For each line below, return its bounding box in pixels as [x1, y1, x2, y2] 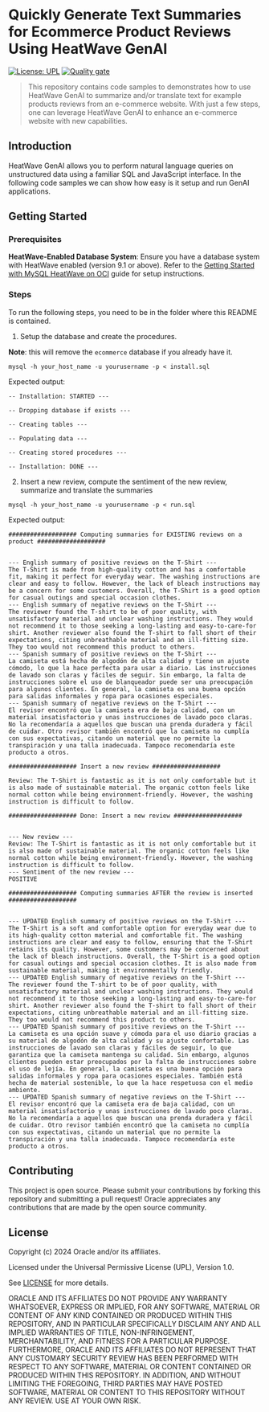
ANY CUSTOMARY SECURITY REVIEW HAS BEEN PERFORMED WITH [8, 1353, 238, 1363]
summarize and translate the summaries [19, 485, 153, 495]
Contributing [8, 1164, 74, 1178]
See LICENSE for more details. [8, 1278, 109, 1287]
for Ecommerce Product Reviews [8, 23, 231, 41]
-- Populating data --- [8, 434, 88, 443]
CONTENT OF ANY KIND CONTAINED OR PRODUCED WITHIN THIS [8, 1311, 233, 1320]
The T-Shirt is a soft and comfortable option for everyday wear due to [8, 924, 257, 932]
